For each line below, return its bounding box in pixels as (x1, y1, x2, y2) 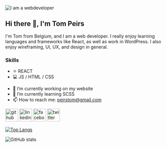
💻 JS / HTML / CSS (12, 74, 54, 80)
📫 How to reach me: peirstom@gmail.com (12, 97, 102, 103)
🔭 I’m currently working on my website (12, 85, 93, 92)
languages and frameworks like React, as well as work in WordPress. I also (5, 38, 161, 44)
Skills (5, 56, 19, 64)
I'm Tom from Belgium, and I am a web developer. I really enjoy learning (5, 33, 155, 39)
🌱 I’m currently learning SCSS (12, 91, 75, 97)
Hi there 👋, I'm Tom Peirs (5, 19, 85, 28)
